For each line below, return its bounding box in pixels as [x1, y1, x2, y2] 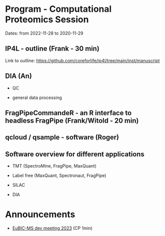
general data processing [12, 95, 62, 101]
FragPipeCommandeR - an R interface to [5, 108, 132, 117]
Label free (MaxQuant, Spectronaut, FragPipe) [12, 172, 107, 178]
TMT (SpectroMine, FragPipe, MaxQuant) [12, 163, 97, 169]
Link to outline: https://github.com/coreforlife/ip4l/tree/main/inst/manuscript [5, 58, 160, 64]
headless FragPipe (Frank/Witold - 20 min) [5, 116, 139, 125]
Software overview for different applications [5, 150, 145, 158]
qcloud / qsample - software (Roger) [5, 133, 120, 141]
